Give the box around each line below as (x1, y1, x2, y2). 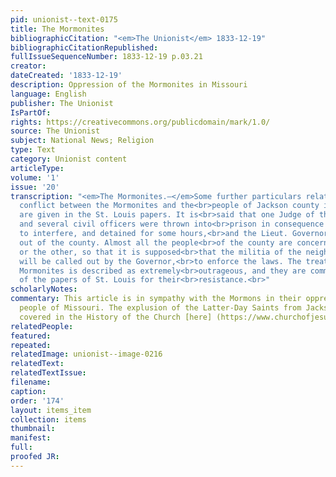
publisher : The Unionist (10, 98, 114, 108)
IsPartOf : (10, 107, 52, 118)
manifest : (10, 433, 52, 443)
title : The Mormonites (10, 24, 105, 34)
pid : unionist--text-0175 (10, 14, 118, 25)
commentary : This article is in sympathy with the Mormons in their (10, 294, 302, 304)
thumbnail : (10, 424, 56, 434)
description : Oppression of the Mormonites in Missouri (10, 80, 248, 90)
